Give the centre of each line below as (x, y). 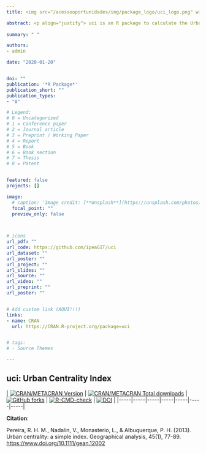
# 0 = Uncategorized (33, 118)
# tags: (16, 343)
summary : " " (23, 34)
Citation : (17, 418)
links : (15, 315)
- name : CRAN (23, 321)
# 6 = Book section (31, 152)
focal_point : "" (32, 208)
